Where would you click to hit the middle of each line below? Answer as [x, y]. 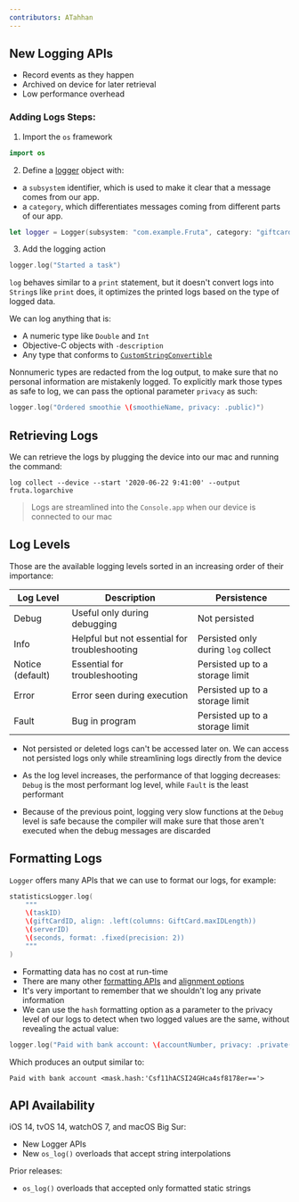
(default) [32, 675]
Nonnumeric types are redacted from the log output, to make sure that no [144, 372]
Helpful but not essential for [130, 638]
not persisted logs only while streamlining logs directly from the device [152, 758]
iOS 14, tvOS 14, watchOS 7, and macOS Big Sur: [98, 1127]
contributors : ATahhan [51, 17]
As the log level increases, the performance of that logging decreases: [151, 775]
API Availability [52, 1105]
